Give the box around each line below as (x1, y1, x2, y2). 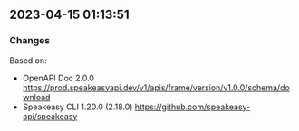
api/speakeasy (22, 110, 78, 121)
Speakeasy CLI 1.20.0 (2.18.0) (22, 101, 133, 112)
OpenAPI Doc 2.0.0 (22, 72, 95, 83)
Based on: (9, 54, 47, 66)
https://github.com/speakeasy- (134, 101, 251, 112)
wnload (22, 91, 51, 102)
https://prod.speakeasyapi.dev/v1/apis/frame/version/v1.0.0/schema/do (22, 81, 290, 93)
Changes (9, 34, 51, 47)
